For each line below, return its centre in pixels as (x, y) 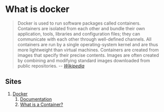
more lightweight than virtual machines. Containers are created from (88, 50)
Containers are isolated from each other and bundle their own (81, 28)
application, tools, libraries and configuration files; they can (79, 34)
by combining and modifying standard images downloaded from (84, 60)
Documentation (36, 99)
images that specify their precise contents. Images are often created (88, 55)
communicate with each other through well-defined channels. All (85, 39)
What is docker (37, 9)
